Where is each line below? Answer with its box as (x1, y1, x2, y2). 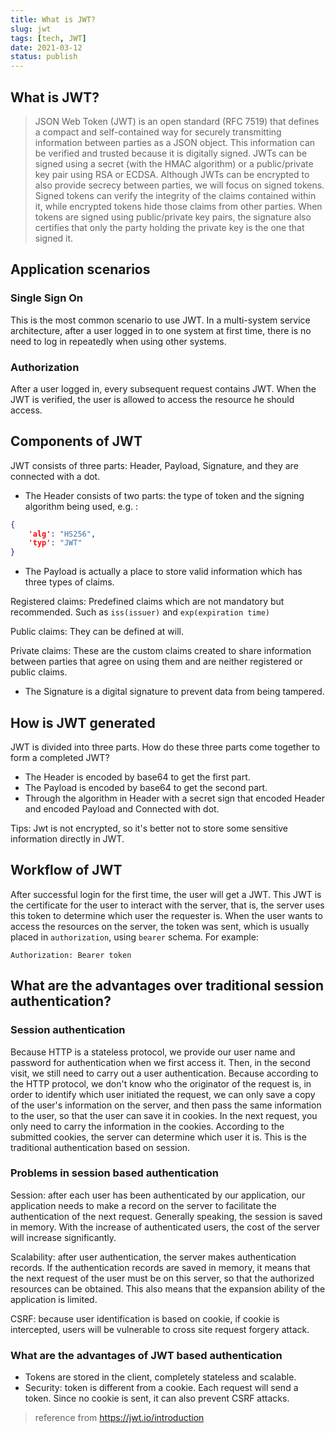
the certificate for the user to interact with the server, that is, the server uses (10, 899, 325, 911)
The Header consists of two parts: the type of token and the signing (24, 489, 305, 501)
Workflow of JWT (10, 862, 123, 879)
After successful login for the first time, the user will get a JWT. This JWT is (10, 888, 322, 900)
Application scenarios (10, 261, 151, 278)
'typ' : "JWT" (28, 538, 83, 548)
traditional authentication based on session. (10, 1141, 191, 1153)
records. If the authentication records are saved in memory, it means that (10, 1261, 311, 1273)
